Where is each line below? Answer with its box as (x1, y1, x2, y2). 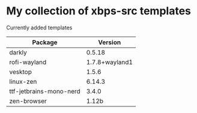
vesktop (9, 68, 32, 76)
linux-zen (9, 77, 37, 85)
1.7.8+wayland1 (86, 58, 133, 66)
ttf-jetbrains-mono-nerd (9, 87, 81, 95)
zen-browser (9, 97, 47, 105)
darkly (9, 48, 27, 56)
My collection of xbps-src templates (6, 4, 191, 18)
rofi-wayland (9, 58, 47, 66)
